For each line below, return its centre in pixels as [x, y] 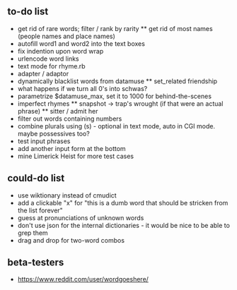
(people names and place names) [66, 36]
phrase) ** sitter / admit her [58, 111]
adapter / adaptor [43, 73]
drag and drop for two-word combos [71, 240]
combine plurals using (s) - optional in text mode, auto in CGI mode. [116, 126]
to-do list [28, 12]
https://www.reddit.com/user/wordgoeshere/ [83, 279]
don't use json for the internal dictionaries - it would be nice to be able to [123, 225]
